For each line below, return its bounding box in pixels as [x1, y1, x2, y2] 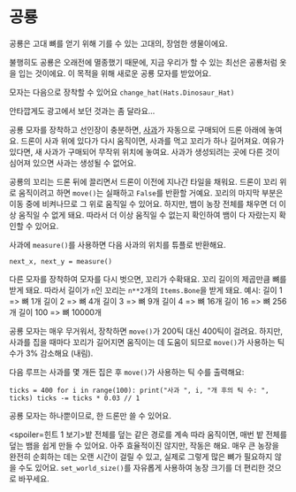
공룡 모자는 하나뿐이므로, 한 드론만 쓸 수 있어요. [9, 410, 172, 420]
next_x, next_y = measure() [9, 257, 113, 265]
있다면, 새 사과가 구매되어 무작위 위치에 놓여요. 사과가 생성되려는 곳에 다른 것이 [9, 146, 280, 157]
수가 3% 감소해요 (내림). [9, 348, 94, 358]
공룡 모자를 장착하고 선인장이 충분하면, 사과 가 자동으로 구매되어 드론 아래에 [9, 124, 267, 135]
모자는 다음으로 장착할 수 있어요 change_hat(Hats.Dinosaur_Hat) [9, 87, 235, 97]
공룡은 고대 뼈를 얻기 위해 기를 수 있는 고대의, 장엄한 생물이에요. [9, 38, 228, 49]
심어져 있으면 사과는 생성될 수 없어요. [9, 158, 137, 168]
